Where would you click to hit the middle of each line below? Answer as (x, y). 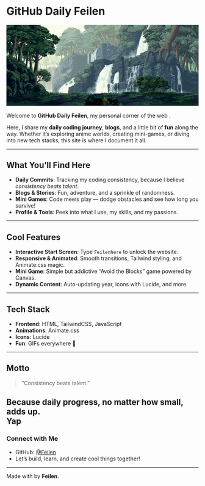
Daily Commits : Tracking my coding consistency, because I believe (100, 180)
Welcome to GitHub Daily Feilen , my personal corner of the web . (88, 115)
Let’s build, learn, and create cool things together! (77, 459)
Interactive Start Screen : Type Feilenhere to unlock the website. (97, 252)
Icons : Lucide (32, 337)
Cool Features (34, 237)
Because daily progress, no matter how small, (95, 402)
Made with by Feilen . (33, 476)
